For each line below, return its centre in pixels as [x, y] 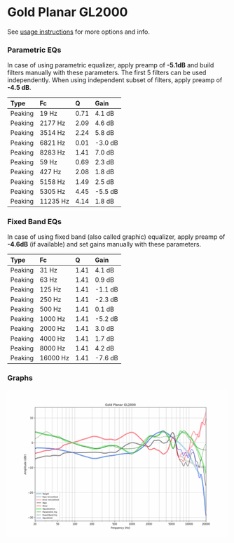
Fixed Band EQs [34, 221]
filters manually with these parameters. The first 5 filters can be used [107, 73]
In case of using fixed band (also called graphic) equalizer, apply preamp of [116, 237]
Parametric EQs [34, 50]
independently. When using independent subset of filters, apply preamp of [115, 80]
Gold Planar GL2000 [68, 12]
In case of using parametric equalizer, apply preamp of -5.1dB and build [111, 65]
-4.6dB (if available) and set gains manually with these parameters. [104, 244]
